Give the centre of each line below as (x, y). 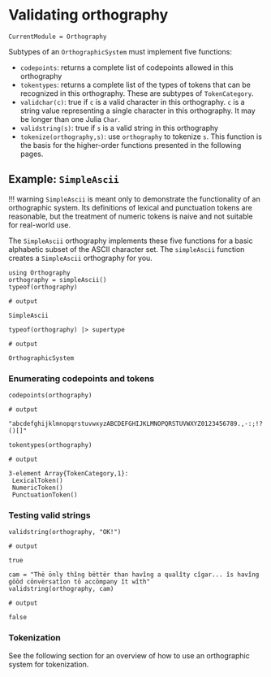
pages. (32, 154)
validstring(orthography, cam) (61, 589)
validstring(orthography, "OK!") (65, 532)
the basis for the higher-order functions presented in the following (131, 145)
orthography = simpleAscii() (58, 280)
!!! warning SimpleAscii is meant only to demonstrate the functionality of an (135, 199)
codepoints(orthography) (50, 396)
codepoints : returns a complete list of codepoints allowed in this (127, 67)
